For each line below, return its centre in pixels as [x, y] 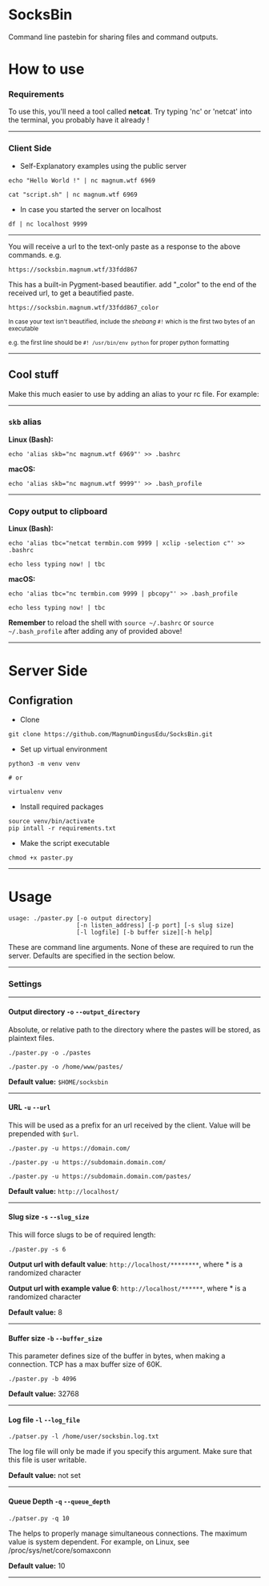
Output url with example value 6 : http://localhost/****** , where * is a [127, 1288]
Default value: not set [45, 1476]
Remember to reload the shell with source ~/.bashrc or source [111, 623]
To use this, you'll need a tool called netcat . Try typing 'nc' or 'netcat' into [130, 112]
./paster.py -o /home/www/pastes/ [66, 1067]
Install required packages [62, 807]
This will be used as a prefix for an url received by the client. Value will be [129, 1125]
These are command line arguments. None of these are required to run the [131, 947]
